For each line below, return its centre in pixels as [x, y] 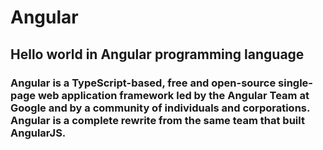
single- [296, 83]
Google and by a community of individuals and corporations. [160, 108]
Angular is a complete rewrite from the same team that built [157, 120]
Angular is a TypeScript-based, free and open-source [143, 83]
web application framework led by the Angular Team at [173, 95]
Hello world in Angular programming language [157, 54]
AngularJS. [38, 133]
